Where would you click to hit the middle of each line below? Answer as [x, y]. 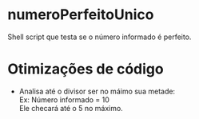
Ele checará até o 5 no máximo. [71, 108]
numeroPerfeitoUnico [81, 15]
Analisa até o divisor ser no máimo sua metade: [97, 91]
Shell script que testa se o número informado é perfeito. [99, 37]
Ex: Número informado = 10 [64, 99]
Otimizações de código [86, 69]
